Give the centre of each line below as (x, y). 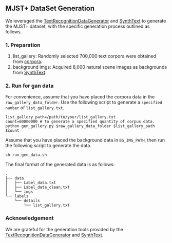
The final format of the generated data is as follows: (60, 165)
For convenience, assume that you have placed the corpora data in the (80, 97)
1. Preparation (23, 45)
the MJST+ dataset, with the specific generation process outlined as (78, 26)
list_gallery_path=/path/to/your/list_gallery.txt (61, 117)
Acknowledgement (30, 218)
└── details (27, 201)
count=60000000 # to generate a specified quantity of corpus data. (80, 122)
